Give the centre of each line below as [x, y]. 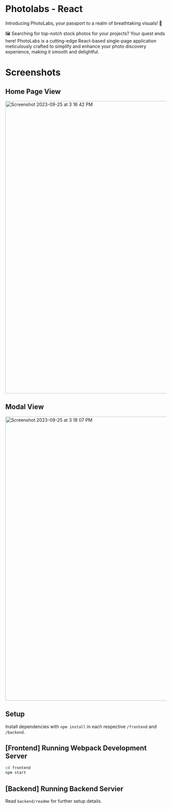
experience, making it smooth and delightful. [52, 51]
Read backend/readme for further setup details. [54, 801]
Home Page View [33, 91]
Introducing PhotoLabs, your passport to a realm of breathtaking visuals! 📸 [84, 23]
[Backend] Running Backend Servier [64, 789]
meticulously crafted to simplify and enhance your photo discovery [76, 46]
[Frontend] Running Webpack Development [76, 748]
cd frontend [18, 768]
